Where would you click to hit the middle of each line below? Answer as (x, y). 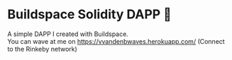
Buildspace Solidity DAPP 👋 (89, 14)
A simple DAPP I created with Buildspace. (68, 34)
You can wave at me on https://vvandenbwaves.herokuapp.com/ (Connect (116, 41)
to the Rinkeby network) (43, 49)
